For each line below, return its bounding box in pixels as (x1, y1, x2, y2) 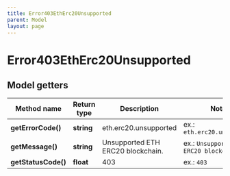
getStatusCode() (10, 158, 66, 167)
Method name (14, 104, 62, 114)
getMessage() (10, 142, 58, 151)
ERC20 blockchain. (102, 147, 164, 156)
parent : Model (7, 16, 48, 23)
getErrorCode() (10, 123, 62, 133)
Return (73, 100, 96, 110)
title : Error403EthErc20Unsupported (7, 10, 112, 17)
